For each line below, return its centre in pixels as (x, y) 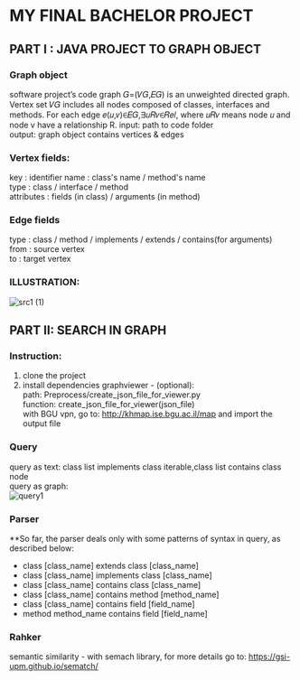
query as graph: (39, 486)
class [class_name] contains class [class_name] (112, 585)
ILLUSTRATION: (45, 283)
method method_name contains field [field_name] (115, 614)
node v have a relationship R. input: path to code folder (112, 125)
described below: (42, 548)
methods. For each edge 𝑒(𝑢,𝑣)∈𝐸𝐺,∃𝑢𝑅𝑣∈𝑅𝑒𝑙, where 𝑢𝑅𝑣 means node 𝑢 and (150, 115)
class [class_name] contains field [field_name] (109, 604)
